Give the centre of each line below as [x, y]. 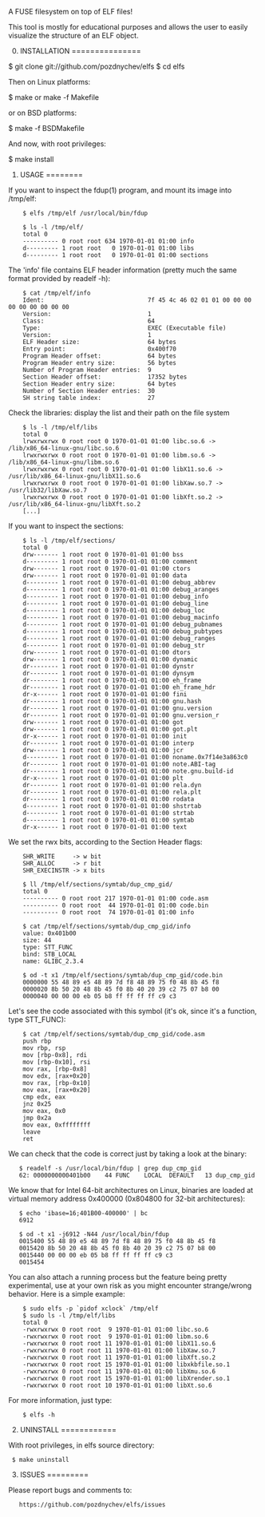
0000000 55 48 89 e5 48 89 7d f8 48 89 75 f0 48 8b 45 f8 [121, 982]
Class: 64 [89, 321]
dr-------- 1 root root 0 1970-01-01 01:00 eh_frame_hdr [119, 687]
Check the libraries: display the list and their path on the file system [119, 413]
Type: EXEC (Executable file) [125, 328]
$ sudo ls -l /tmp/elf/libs [69, 1316]
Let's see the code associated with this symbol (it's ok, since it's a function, [132, 1011]
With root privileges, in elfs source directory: [81, 1445]
